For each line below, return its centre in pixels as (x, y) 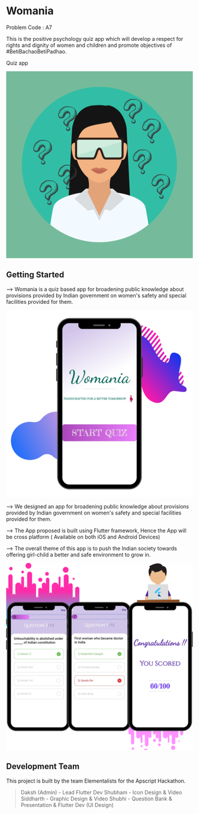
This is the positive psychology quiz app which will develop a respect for (95, 39)
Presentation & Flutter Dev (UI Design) (67, 805)
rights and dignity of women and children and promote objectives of (89, 45)
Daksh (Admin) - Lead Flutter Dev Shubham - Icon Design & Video (101, 792)
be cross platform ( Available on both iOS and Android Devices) (83, 537)
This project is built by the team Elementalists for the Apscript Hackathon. (96, 781)
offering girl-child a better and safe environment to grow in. (78, 554)
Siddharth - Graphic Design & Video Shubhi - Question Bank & (96, 799)
